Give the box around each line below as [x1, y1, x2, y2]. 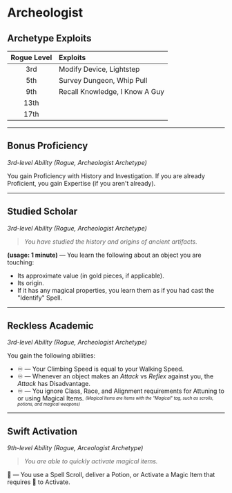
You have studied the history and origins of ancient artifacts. [23, 237, 198, 246]
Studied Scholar [7, 206, 78, 217]
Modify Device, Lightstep [58, 64, 140, 74]
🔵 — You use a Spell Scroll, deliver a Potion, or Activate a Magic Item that [7, 471, 215, 479]
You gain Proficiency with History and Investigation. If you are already [7, 171, 206, 180]
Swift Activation [7, 425, 78, 437]
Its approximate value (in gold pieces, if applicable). [17, 271, 164, 280]
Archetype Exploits [7, 32, 92, 44]
